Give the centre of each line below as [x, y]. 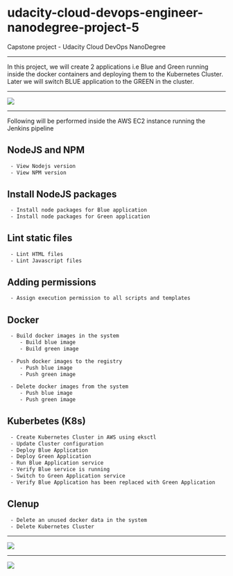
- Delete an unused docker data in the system [79, 520]
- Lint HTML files [37, 254]
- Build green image [49, 348]
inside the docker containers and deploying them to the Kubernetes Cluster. [115, 74]
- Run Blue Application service [57, 463]
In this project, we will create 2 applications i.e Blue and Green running [108, 67]
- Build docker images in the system [64, 336]
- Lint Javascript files [46, 261]
